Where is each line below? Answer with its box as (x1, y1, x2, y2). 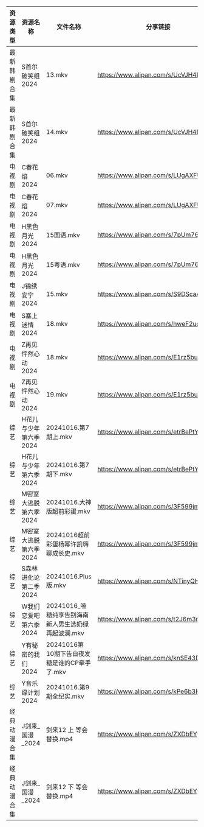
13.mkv (46, 71, 68, 79)
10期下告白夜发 (46, 650, 91, 658)
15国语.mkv (46, 231, 80, 239)
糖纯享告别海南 (46, 611, 89, 619)
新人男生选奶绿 (46, 620, 89, 628)
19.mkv (46, 390, 68, 398)
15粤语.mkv (46, 261, 80, 269)
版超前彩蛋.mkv (46, 507, 90, 515)
